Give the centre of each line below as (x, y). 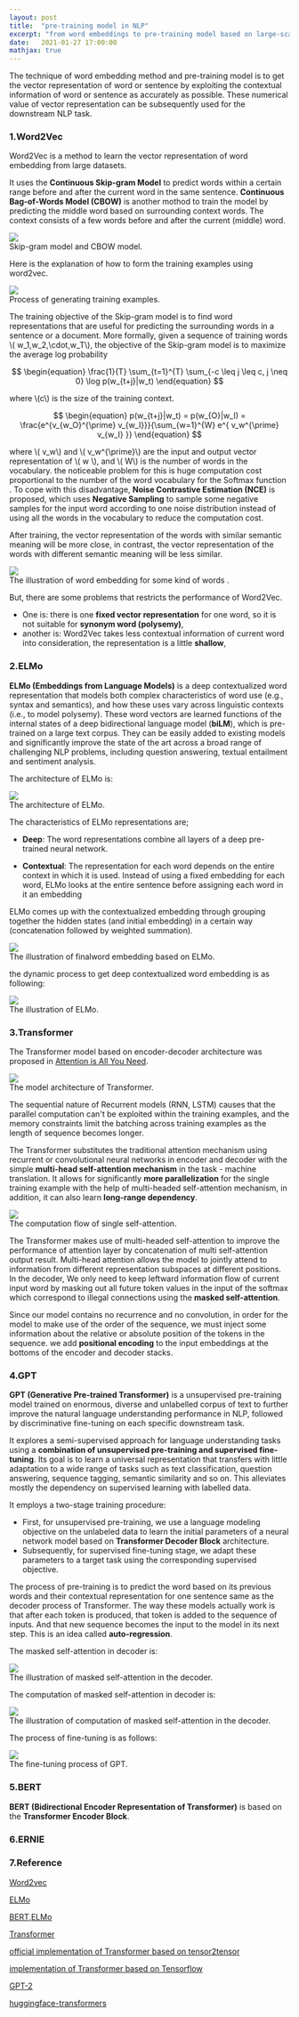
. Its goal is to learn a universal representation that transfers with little (160, 1459)
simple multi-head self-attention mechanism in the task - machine (133, 1169)
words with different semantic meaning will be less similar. (116, 554)
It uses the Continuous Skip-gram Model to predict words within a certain (145, 182)
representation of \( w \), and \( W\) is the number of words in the (129, 461)
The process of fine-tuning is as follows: (83, 1738)
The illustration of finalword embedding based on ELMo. (112, 956)
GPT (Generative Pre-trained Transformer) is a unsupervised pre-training (145, 1395)
